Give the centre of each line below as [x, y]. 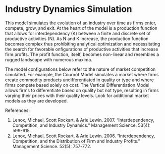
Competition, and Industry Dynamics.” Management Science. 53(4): [82, 125]
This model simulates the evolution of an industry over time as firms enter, [81, 23]
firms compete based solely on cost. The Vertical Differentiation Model [77, 85]
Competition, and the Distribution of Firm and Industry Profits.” [76, 141]
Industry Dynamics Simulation [69, 9]
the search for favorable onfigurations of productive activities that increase [82, 49]
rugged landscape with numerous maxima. [49, 59]
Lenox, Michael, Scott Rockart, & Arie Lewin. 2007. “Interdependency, [83, 120]
